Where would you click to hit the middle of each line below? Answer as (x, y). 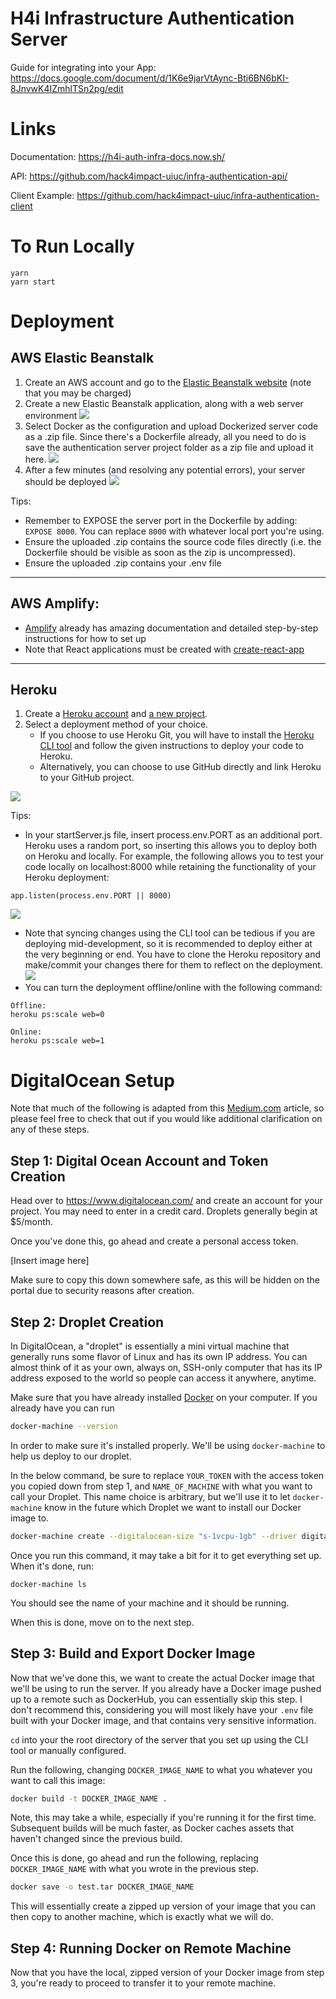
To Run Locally (72, 246)
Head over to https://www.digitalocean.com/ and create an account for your (166, 1201)
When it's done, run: (52, 1566)
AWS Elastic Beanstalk (82, 358)
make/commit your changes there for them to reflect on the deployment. (173, 965)
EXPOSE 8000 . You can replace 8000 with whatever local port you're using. (174, 531)
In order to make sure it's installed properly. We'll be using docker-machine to (168, 1445)
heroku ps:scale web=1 (57, 1041)
